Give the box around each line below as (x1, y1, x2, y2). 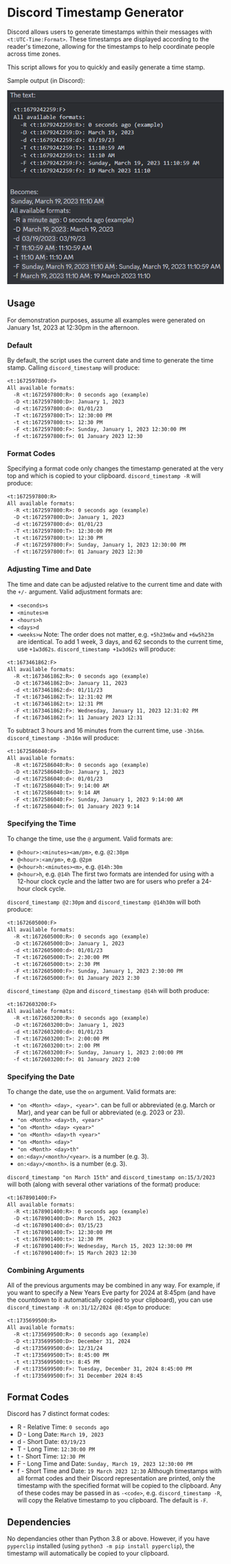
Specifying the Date (7, 1072, 75, 1081)
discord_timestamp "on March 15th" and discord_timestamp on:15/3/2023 (7, 1173, 215, 1181)
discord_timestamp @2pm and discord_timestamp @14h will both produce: (7, 986, 210, 994)
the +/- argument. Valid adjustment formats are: (7, 588, 143, 596)
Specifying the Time (7, 819, 76, 828)
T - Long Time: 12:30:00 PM (16, 1445, 95, 1453)
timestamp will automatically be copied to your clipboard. (7, 1550, 170, 1558)
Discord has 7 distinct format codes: (7, 1410, 110, 1418)
